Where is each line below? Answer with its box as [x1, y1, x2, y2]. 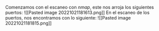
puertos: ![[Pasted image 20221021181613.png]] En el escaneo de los [5, 9, 150, 15]
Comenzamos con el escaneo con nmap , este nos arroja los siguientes [5, 4, 154, 10]
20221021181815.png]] [5, 20, 52, 26]
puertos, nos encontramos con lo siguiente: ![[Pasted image [5, 15, 131, 20]
